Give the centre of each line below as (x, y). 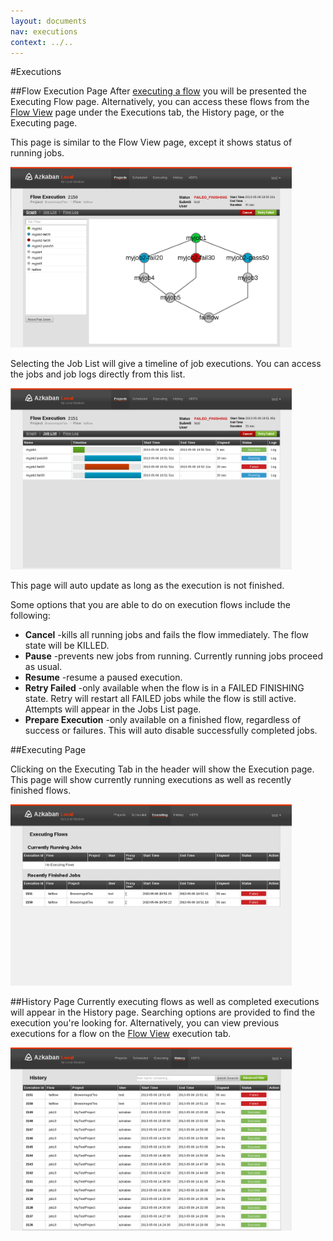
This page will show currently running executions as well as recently (151, 780)
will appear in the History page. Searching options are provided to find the (163, 1012)
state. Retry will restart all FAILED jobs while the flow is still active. (160, 699)
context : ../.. (42, 42)
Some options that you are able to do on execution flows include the (151, 605)
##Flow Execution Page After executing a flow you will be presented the (158, 91)
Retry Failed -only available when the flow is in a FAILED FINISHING (164, 688)
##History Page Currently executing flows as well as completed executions (165, 1001)
